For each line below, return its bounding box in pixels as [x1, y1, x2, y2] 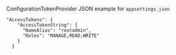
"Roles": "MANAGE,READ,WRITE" [22, 33, 100, 39]
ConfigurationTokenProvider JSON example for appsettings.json [6, 5, 170, 12]
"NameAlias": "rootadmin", [22, 27, 92, 33]
